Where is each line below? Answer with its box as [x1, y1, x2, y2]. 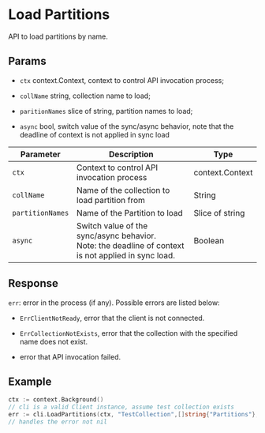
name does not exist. [19, 337, 88, 346]
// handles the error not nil [8, 418, 108, 426]
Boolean [193, 235, 225, 246]
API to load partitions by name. [8, 32, 109, 41]
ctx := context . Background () [8, 396, 104, 404]
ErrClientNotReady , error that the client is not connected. [19, 313, 205, 322]
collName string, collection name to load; [19, 91, 151, 100]
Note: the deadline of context [76, 239, 185, 250]
